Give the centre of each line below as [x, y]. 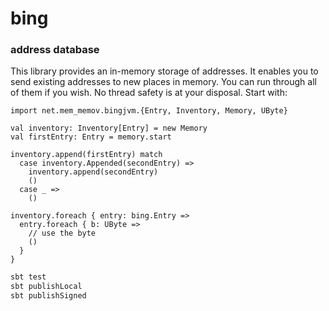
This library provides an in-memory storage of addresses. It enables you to [164, 71]
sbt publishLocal [46, 287]
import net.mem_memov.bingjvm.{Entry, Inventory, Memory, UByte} [149, 111]
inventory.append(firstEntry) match [86, 155]
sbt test [28, 277]
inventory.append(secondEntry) [93, 172]
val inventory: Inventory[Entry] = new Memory [109, 128]
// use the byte [62, 233]
